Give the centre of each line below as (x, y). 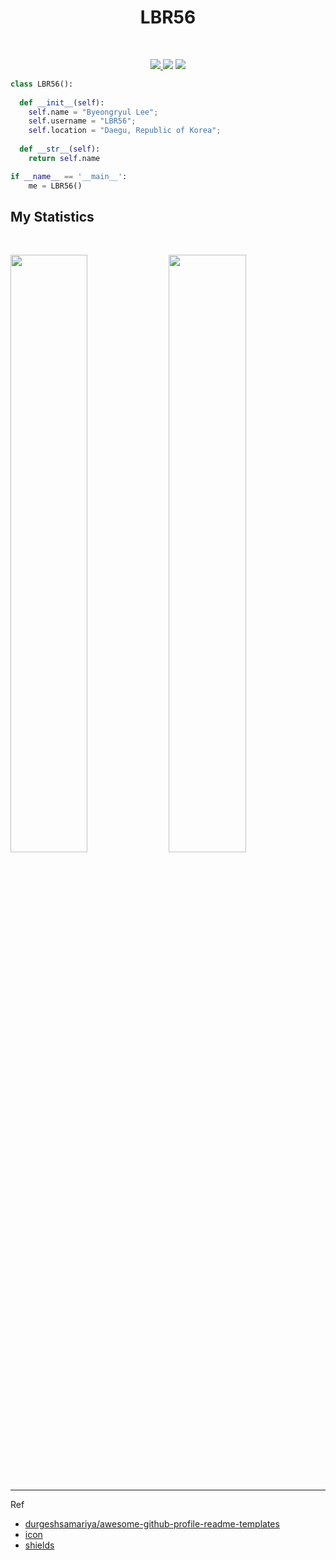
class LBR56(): (42, 84)
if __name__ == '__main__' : (69, 176)
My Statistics (52, 216)
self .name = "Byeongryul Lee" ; (93, 112)
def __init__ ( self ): (62, 102)
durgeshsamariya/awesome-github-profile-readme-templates (152, 1523)
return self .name (64, 158)
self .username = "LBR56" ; (82, 121)
